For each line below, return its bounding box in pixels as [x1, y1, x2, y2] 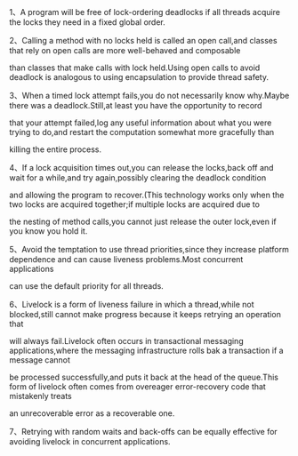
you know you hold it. [9, 226, 88, 236]
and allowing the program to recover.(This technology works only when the [9, 189, 285, 200]
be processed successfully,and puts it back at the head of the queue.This [9, 372, 278, 382]
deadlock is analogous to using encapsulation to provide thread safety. [9, 72, 270, 82]
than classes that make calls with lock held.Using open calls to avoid [9, 62, 261, 73]
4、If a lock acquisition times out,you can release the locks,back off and [9, 163, 274, 172]
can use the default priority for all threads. [9, 281, 165, 291]
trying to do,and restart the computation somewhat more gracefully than [9, 127, 275, 137]
